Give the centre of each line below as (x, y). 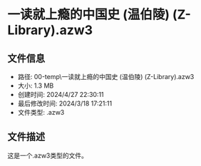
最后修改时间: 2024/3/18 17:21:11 (65, 103)
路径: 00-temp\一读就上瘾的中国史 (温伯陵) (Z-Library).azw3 (106, 77)
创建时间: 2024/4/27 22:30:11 (61, 94)
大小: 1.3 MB (36, 85)
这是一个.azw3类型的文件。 (47, 155)
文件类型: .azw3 (41, 112)
